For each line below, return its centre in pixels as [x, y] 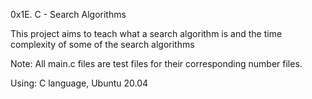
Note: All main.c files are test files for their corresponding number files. [156, 63]
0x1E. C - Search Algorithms [68, 14]
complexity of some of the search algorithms [102, 44]
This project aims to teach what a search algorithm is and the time [146, 33]
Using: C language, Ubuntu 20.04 [79, 83]
